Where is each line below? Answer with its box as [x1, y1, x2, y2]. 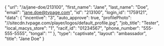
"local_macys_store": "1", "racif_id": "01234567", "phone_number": [4, 25, 140, 31]
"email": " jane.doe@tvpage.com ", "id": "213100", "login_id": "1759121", [4, 9, 148, 15]
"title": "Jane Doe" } [4, 36, 45, 42]
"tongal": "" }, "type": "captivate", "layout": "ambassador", [28, 31, 147, 36]
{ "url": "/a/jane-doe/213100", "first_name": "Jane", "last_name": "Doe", [4, 4, 149, 10]
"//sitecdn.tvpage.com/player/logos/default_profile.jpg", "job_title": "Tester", [4, 20, 160, 26]
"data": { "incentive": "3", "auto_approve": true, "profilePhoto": [4, 15, 132, 20]
